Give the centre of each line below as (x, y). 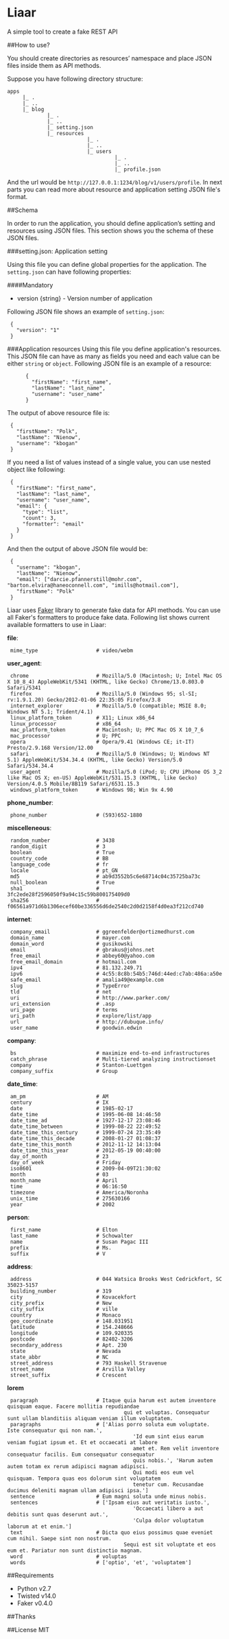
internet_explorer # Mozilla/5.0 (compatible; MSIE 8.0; (108, 706)
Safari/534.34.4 (30, 766)
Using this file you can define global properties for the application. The (107, 264)
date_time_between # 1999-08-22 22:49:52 (85, 1127)
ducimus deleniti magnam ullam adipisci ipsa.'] (78, 1490)
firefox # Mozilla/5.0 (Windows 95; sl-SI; (104, 694)
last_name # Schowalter (72, 1236)
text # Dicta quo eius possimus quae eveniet (111, 1532)
